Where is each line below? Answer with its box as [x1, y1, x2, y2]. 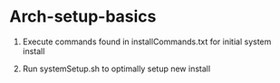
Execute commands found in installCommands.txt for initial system [22, 36, 272, 47]
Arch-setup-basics [9, 6, 157, 27]
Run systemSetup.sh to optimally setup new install [22, 63, 211, 74]
